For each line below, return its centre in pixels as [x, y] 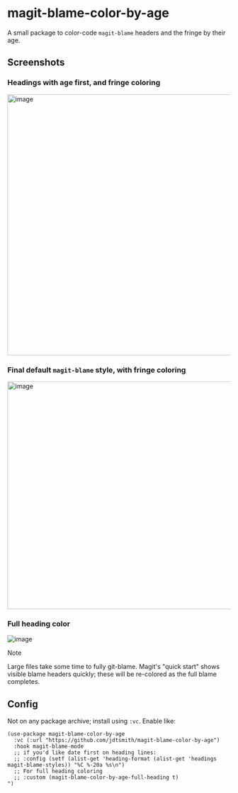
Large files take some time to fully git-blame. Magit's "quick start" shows [114, 667]
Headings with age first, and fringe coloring [84, 83]
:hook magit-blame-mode [49, 747]
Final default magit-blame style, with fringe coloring [97, 370]
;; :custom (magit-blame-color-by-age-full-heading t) [96, 777]
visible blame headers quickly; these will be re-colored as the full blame [112, 674]
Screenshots [36, 63]
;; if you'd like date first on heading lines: [85, 753]
